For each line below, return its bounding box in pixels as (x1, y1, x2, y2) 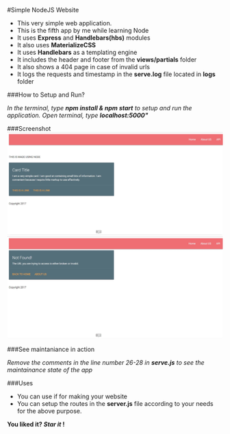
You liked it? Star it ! (7, 420, 65, 429)
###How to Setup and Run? (7, 91, 86, 99)
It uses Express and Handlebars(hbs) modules (16, 34, 151, 42)
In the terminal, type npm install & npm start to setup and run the (7, 104, 192, 112)
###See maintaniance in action (7, 346, 95, 354)
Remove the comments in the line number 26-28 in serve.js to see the (7, 359, 205, 367)
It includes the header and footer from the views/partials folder (16, 56, 197, 64)
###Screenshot (7, 125, 51, 132)
